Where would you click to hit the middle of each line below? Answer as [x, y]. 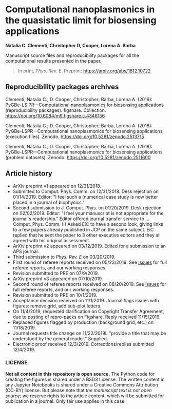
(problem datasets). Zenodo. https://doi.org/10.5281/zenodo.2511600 [78, 157]
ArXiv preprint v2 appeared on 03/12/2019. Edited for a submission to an [89, 246]
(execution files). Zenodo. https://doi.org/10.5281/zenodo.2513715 [75, 137]
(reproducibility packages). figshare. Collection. [56, 110]
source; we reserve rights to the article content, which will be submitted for [85, 396]
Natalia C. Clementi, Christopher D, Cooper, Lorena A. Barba [71, 45]
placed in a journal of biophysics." [49, 202]
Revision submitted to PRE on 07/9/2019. [56, 273]
